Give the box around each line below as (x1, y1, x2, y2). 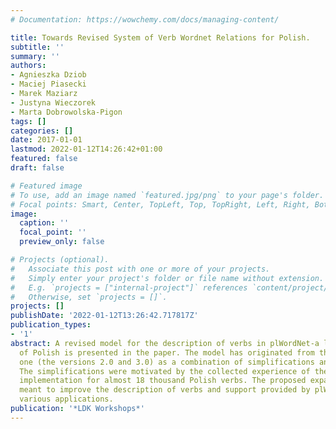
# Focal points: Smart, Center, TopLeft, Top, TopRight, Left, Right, (10, 199, 311, 210)
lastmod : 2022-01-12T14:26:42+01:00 (10, 144, 163, 155)
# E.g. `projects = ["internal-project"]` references (10, 282, 248, 293)
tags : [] (10, 116, 47, 126)
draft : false (10, 163, 65, 173)
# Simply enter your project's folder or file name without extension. (10, 273, 325, 283)
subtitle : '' (10, 42, 65, 52)
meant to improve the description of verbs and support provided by (19, 385, 311, 395)
